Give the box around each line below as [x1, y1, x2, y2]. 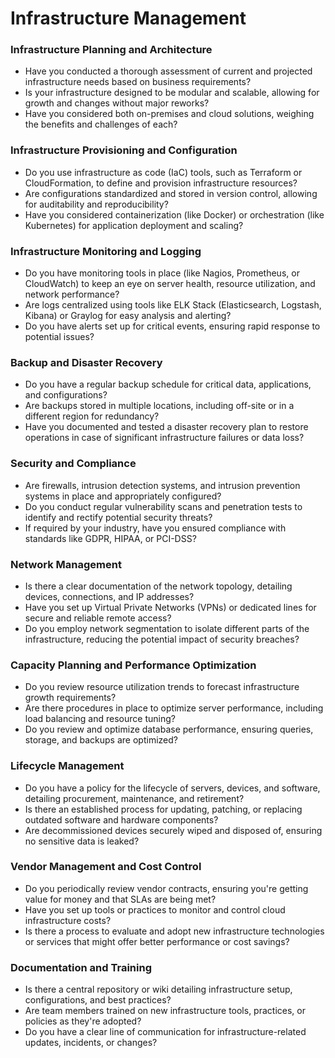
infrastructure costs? [24, 914, 112, 926]
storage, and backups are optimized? [24, 734, 178, 746]
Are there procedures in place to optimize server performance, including [24, 702, 324, 714]
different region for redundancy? [24, 410, 160, 422]
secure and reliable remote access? [24, 612, 172, 624]
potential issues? [24, 331, 95, 343]
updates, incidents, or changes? [24, 1037, 158, 1049]
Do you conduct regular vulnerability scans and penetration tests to [24, 500, 303, 512]
